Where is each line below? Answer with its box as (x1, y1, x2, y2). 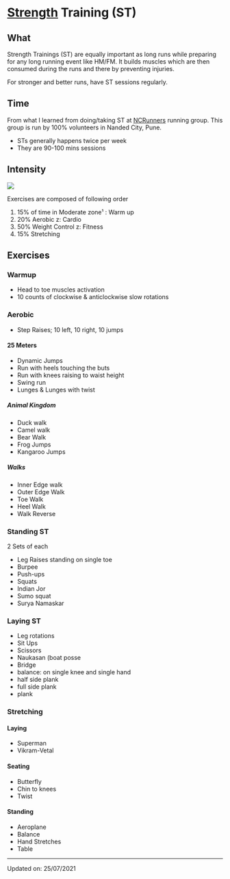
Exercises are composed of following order (7, 194, 129, 203)
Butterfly (16, 777, 42, 785)
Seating (7, 762, 30, 771)
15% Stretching (16, 229, 60, 238)
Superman (16, 739, 47, 748)
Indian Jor (16, 585, 46, 593)
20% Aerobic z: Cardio (16, 215, 82, 223)
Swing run (16, 378, 47, 386)
